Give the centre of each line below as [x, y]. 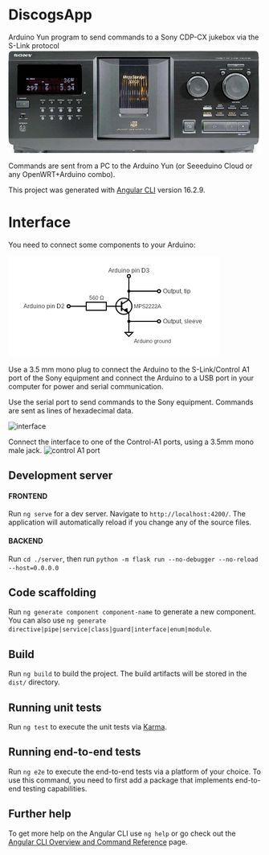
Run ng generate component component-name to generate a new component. [132, 612]
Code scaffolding [52, 593]
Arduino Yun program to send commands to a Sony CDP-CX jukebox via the [134, 37]
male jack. [25, 450]
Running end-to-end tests [75, 752]
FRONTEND [28, 495]
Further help [40, 814]
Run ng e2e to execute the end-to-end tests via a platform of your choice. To [135, 771]
